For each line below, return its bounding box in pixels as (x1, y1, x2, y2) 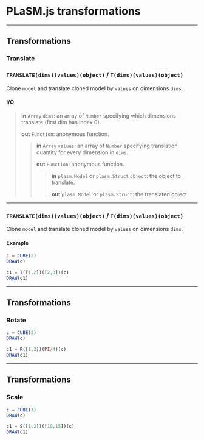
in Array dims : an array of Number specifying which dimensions (21, 112, 176, 119)
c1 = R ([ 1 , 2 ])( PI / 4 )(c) (6, 346, 67, 353)
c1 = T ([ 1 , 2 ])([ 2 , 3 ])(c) (6, 269, 69, 275)
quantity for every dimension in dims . (36, 148, 129, 156)
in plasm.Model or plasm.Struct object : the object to (51, 172, 181, 179)
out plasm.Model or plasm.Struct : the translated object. (51, 190, 189, 197)
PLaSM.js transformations (6, 4, 141, 18)
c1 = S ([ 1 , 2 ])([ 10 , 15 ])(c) (6, 424, 75, 430)
